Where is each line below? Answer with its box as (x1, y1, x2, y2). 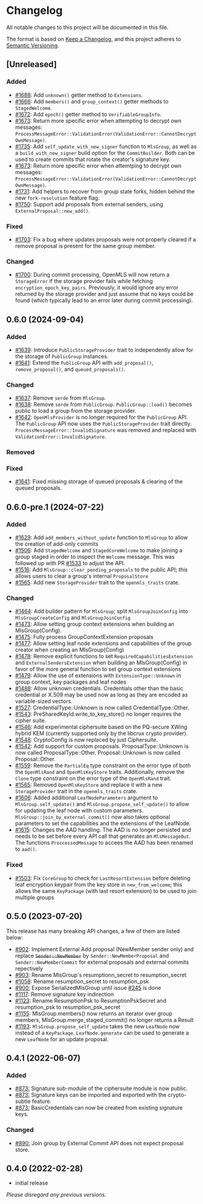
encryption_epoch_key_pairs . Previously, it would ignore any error (14, 284, 179, 291)
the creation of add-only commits (14, 540, 98, 548)
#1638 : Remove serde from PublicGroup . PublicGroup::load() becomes (14, 401, 192, 408)
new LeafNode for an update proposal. (14, 1035, 109, 1042)
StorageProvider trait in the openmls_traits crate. (14, 788, 138, 795)
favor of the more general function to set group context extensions (14, 666, 181, 673)
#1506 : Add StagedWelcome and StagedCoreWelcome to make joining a (14, 547, 183, 554)
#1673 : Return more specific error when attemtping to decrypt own (14, 162, 182, 169)
